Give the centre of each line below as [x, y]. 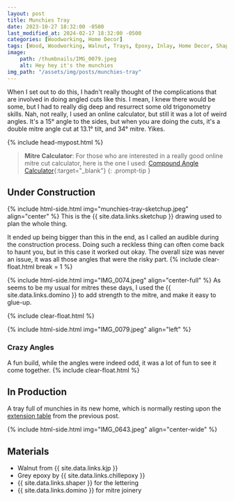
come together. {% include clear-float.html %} [73, 370]
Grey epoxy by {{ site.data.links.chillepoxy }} [81, 476]
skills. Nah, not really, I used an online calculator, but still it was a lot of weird [117, 114]
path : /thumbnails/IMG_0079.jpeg [68, 59]
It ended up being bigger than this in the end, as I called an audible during [113, 237]
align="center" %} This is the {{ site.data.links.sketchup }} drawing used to [115, 216]
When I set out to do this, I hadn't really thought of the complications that [112, 92]
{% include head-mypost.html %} [55, 142]
